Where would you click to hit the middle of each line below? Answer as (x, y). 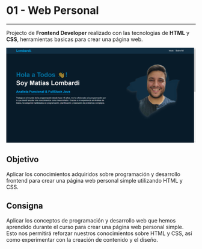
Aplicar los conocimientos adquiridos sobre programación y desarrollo (93, 174)
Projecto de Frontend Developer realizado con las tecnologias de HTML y (98, 33)
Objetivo (23, 159)
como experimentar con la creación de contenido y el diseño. (82, 239)
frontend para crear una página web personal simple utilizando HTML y (95, 180)
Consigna (25, 206)
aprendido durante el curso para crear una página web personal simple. (95, 227)
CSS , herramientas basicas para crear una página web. (75, 39)
